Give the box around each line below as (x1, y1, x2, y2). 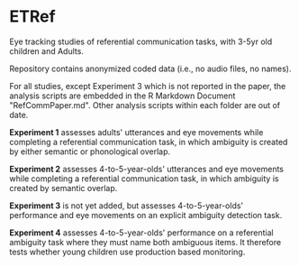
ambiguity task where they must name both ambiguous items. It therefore (9, 236, 282, 247)
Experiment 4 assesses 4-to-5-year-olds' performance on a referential (9, 227, 275, 238)
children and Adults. (9, 45, 84, 56)
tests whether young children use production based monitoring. (9, 246, 246, 257)
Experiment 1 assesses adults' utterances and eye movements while (9, 126, 264, 137)
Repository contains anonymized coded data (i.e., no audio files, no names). (9, 63, 292, 74)
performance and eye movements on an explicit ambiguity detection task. (9, 209, 283, 220)
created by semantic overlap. (9, 182, 118, 193)
